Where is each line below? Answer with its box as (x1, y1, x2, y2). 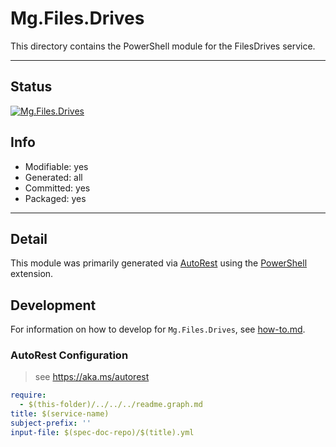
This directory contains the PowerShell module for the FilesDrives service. (10, 40, 316, 52)
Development (10, 297, 97, 314)
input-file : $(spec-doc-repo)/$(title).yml (10, 427, 195, 437)
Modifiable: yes (24, 160, 89, 172)
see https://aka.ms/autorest (34, 371, 150, 383)
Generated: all (24, 171, 83, 183)
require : (10, 390, 47, 401)
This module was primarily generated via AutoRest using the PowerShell (10, 257, 308, 269)
